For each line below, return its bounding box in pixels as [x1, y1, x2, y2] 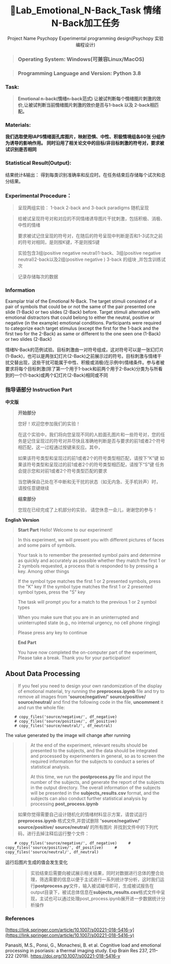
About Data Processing [5, 669, 80, 678]
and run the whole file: [17, 705, 65, 711]
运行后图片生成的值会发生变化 [5, 859, 68, 866]
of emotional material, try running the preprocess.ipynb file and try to [17, 688, 164, 695]
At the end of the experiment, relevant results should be [30, 742, 148, 748]
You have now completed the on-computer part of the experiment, [17, 649, 157, 655]
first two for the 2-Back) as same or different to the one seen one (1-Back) [5, 331, 161, 337]
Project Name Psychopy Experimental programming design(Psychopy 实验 [7, 35, 164, 41]
